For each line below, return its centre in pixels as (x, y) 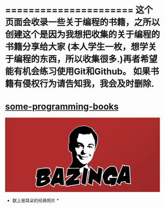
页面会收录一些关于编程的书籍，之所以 (83, 22)
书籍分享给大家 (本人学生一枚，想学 (77, 47)
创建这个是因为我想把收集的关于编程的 (83, 35)
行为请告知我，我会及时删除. (97, 84)
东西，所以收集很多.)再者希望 (98, 59)
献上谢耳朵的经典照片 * (35, 201)
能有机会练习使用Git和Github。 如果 (78, 72)
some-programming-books (62, 107)
